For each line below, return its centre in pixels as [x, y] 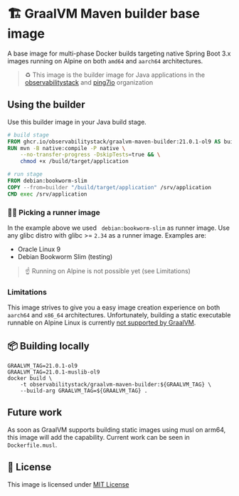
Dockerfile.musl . [32, 445]
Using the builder [46, 105]
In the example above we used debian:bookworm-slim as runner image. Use [118, 228]
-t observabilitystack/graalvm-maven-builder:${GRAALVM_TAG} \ [116, 385]
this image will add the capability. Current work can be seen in [99, 437]
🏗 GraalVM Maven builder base [104, 14]
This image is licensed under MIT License [68, 484]
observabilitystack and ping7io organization [89, 82]
